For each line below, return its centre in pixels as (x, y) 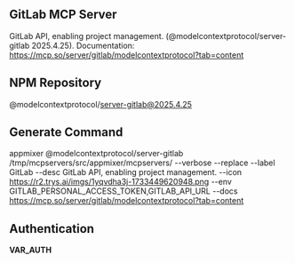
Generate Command (66, 132)
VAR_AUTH (30, 250)
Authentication (52, 229)
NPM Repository (56, 83)
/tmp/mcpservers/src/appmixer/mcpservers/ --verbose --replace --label (142, 163)
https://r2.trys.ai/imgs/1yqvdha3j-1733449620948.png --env (121, 182)
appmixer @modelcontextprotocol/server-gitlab (96, 154)
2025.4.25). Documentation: (83, 45)
